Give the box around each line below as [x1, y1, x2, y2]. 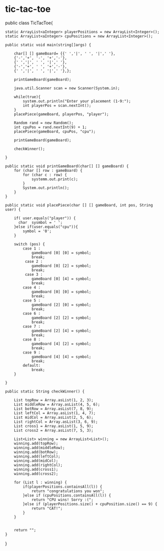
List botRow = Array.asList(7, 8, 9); [14, 406, 94, 411]
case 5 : [23, 298, 41, 303]
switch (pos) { [14, 242, 45, 247]
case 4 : [23, 285, 41, 290]
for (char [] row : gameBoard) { [14, 168, 83, 173]
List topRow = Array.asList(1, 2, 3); [14, 398, 94, 402]
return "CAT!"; [31, 506, 63, 511]
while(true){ [14, 94, 41, 100]
